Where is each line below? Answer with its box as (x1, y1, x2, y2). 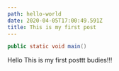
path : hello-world (7, 10, 62, 18)
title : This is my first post (7, 23, 97, 31)
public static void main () (7, 43, 87, 50)
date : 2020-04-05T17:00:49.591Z (7, 17, 103, 24)
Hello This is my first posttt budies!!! (7, 56, 113, 65)
